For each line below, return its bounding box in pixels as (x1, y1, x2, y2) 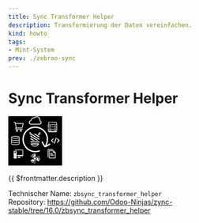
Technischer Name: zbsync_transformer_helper (8, 188, 162, 198)
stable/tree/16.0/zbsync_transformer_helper (8, 206, 152, 215)
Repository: (8, 197, 46, 206)
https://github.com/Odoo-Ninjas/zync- (47, 197, 173, 206)
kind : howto (8, 29, 47, 37)
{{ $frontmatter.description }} (8, 173, 104, 183)
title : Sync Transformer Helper (8, 13, 115, 21)
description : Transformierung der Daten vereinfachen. (8, 21, 193, 29)
